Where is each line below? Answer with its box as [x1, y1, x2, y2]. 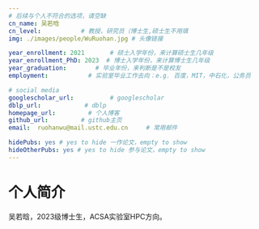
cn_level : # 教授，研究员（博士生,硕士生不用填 [8, 27, 189, 35]
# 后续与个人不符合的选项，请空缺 [8, 11, 107, 20]
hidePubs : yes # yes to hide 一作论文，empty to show [8, 138, 188, 146]
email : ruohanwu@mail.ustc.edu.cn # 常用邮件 [8, 124, 178, 132]
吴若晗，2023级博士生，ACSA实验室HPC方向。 [8, 211, 168, 221]
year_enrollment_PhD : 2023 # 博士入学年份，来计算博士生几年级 [8, 57, 210, 65]
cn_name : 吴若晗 [8, 19, 60, 28]
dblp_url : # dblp [8, 101, 107, 109]
